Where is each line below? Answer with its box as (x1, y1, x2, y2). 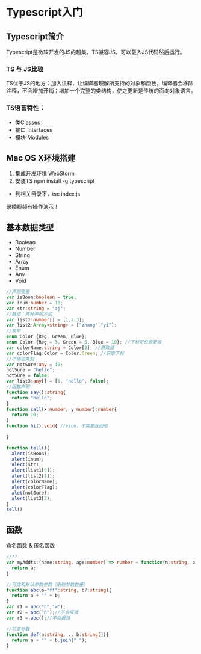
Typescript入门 (6, 5, 83, 19)
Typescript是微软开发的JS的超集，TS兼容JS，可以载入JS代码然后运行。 (6, 49, 185, 55)
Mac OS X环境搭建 (6, 153, 76, 163)
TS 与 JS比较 (6, 64, 44, 73)
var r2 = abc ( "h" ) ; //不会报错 (6, 609, 78, 615)
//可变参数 (6, 626, 30, 632)
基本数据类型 (6, 222, 54, 232)
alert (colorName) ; (11, 479, 58, 485)
